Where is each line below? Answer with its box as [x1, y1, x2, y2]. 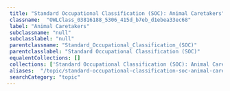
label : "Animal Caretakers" [9, 23, 90, 29]
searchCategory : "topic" [9, 73, 80, 81]
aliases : [9, 67, 35, 74]
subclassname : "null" [9, 29, 71, 36]
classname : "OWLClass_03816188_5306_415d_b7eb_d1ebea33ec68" [9, 16, 192, 23]
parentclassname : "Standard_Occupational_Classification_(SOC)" [9, 42, 197, 49]
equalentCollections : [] [9, 55, 80, 62]
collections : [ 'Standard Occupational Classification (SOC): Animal [9, 61, 210, 68]
